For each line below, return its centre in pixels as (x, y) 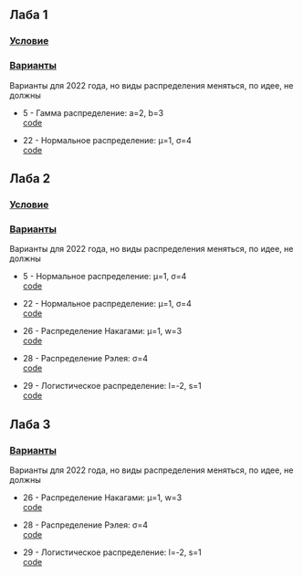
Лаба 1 (29, 15)
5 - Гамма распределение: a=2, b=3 (93, 112)
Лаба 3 (30, 424)
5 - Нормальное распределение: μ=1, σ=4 (104, 277)
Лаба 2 (30, 178)
